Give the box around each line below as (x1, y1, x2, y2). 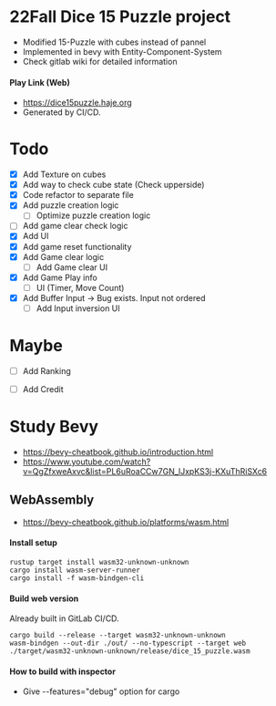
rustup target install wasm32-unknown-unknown (9, 557, 189, 566)
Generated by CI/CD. (22, 107, 101, 118)
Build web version (9, 593, 79, 604)
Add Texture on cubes (22, 169, 107, 180)
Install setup (9, 537, 57, 548)
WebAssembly (9, 493, 95, 508)
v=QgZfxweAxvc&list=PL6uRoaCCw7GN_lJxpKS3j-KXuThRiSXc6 (22, 465, 268, 476)
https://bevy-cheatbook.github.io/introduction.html (22, 446, 214, 457)
